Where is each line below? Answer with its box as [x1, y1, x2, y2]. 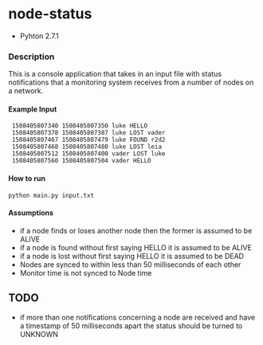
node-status [8, 5, 92, 23]
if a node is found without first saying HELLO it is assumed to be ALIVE [19, 242, 253, 252]
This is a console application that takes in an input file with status [8, 69, 222, 79]
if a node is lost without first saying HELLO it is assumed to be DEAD [19, 251, 245, 261]
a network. [8, 86, 44, 96]
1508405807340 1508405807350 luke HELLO [11, 122, 148, 130]
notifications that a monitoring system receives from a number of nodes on [8, 77, 254, 88]
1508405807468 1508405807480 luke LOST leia [11, 143, 162, 151]
